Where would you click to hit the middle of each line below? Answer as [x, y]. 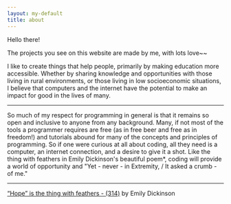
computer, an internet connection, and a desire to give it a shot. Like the [109, 151]
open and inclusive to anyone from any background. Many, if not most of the [115, 122]
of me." [18, 173]
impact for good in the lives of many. [59, 95]
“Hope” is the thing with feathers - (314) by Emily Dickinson [91, 193]
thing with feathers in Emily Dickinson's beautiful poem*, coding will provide [114, 159]
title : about [26, 20]
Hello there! [23, 39]
